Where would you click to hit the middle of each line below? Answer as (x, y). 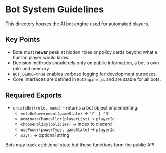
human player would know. (41, 57)
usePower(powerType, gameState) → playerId (67, 129)
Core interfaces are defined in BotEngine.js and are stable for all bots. (87, 79)
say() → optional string (45, 135)
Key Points (23, 40)
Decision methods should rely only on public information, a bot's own (86, 63)
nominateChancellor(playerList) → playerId (67, 118)
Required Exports (34, 95)
